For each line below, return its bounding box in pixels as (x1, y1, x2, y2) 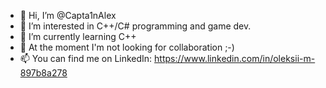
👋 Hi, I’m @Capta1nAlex (19, 10, 117, 21)
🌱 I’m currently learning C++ (19, 31, 137, 42)
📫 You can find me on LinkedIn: (19, 53, 153, 64)
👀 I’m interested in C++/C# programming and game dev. (19, 20, 252, 32)
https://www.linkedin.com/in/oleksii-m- (154, 53, 316, 64)
